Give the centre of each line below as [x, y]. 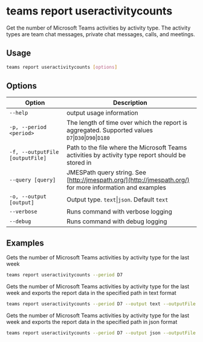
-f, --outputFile [34, 152]
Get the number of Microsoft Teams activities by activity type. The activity [98, 28]
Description [130, 103]
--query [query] [33, 180]
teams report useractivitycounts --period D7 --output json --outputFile [101, 333]
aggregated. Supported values [109, 130]
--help [19, 113]
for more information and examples [116, 188]
